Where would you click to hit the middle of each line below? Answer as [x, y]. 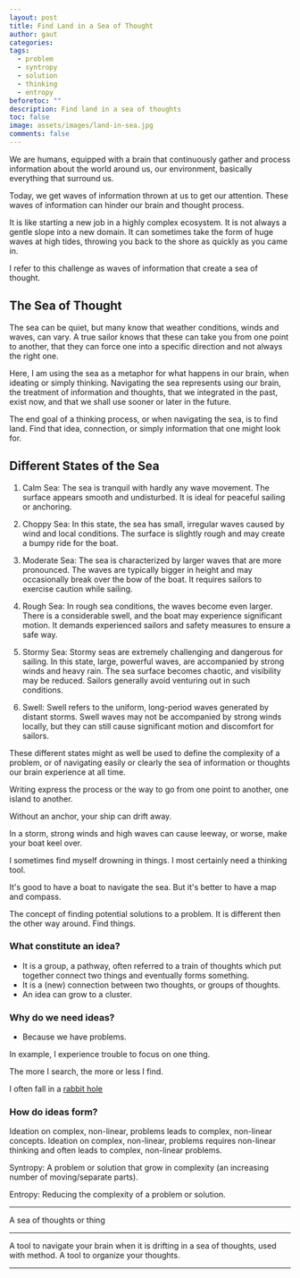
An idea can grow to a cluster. [77, 994]
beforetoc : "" [36, 101]
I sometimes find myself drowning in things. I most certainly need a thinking [148, 860]
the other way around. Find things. [72, 923]
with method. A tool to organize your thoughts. [95, 1256]
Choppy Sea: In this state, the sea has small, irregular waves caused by [153, 524]
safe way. [40, 635]
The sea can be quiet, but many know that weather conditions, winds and [144, 327]
